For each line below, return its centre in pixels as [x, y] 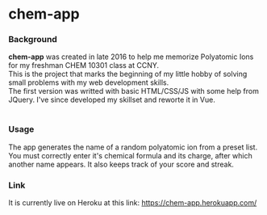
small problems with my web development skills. [89, 82]
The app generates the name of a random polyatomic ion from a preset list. [133, 147]
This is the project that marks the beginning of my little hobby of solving [128, 74]
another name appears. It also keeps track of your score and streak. [121, 164]
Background [33, 40]
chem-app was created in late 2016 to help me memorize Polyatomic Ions [131, 57]
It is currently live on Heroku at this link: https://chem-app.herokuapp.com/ [133, 203]
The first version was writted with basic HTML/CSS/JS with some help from [134, 91]
